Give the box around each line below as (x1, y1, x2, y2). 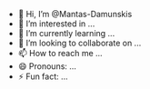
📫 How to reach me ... (17, 48, 103, 58)
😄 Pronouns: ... (17, 61, 77, 72)
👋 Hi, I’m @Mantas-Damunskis (17, 9, 133, 19)
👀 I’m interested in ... (17, 18, 95, 29)
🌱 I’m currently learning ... (17, 28, 115, 38)
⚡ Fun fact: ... (17, 71, 68, 82)
